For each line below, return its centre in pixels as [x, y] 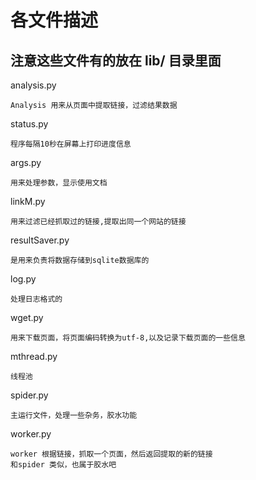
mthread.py [34, 356]
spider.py [29, 395]
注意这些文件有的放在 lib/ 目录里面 [116, 60]
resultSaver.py [40, 240]
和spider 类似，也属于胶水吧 [63, 465]
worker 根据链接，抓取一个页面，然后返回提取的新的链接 [111, 454]
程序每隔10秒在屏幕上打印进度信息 [71, 144]
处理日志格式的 [36, 299]
